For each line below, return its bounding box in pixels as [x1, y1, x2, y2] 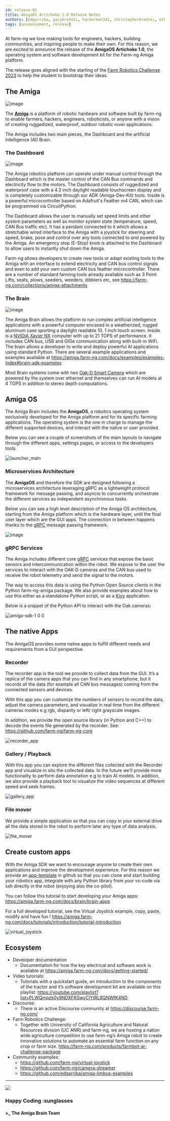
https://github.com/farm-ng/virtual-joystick [20, 1059, 110, 1066]
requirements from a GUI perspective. [5, 646, 84, 652]
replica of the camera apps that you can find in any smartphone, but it [5, 676, 151, 682]
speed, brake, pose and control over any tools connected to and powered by [5, 234, 165, 241]
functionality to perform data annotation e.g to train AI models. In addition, [5, 773, 160, 779]
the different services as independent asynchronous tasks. [5, 495, 128, 501]
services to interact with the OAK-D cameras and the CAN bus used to [5, 567, 152, 573]
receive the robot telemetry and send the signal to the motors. [5, 572, 135, 578]
